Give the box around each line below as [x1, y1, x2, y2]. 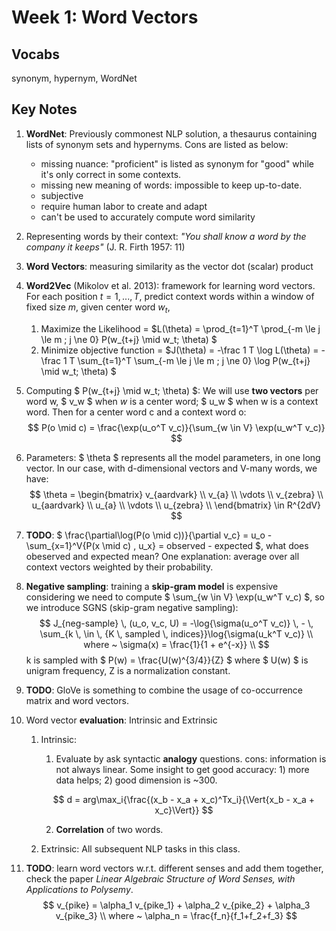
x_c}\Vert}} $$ [154, 804, 214, 816]
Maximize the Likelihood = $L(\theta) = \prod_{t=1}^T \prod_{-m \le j [40, 322, 321, 335]
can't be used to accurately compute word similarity [40, 211, 256, 223]
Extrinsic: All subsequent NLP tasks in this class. [40, 842, 241, 855]
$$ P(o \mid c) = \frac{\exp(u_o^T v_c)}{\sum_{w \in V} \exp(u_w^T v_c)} [27, 421, 326, 433]
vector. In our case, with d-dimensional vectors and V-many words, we [25, 462, 318, 474]
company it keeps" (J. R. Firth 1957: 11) [25, 241, 186, 253]
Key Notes [11, 101, 78, 118]
